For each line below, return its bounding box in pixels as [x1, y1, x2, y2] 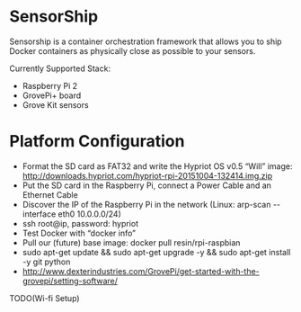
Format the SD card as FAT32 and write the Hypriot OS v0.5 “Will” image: [22, 160, 293, 172]
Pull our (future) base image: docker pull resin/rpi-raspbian [22, 236, 241, 248]
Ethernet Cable [22, 189, 78, 200]
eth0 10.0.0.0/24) [58, 209, 121, 219]
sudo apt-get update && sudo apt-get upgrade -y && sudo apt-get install [22, 246, 291, 257]
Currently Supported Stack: [9, 63, 111, 74]
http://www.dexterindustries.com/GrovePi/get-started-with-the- [22, 265, 261, 276]
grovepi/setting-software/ [22, 275, 119, 286]
